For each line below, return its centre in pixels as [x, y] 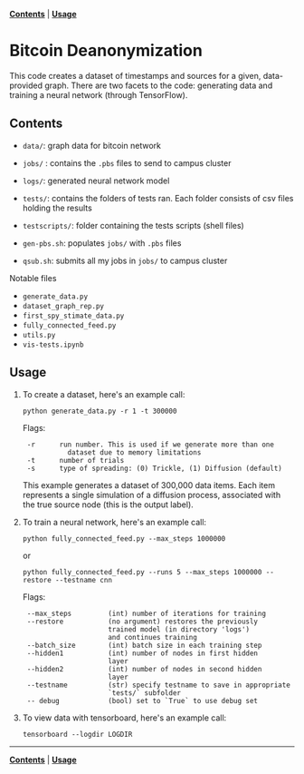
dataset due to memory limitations [134, 452]
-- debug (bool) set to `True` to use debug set [142, 701]
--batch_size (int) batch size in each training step [144, 645]
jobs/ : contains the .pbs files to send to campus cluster [127, 162]
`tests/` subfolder [144, 693]
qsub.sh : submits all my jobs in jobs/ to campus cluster [125, 260]
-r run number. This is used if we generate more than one [150, 445]
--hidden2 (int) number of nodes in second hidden [144, 669]
